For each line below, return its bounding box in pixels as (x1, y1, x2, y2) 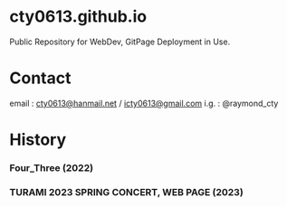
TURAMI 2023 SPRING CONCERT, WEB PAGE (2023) (9, 185, 244, 198)
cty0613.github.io (9, 6, 148, 27)
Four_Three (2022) (9, 161, 93, 174)
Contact (9, 68, 72, 89)
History (9, 129, 67, 150)
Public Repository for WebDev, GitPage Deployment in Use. (9, 36, 231, 47)
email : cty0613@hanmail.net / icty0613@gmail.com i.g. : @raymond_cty (9, 98, 279, 108)
